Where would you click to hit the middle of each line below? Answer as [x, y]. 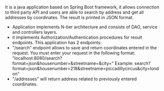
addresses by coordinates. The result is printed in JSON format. [69, 17]
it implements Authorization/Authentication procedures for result [77, 37]
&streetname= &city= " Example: [102, 63]
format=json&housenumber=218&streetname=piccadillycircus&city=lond [85, 68]
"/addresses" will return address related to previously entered [74, 79]
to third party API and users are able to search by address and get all [74, 12]
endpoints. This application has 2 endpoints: [57, 43]
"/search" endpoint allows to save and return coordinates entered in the [84, 48]
